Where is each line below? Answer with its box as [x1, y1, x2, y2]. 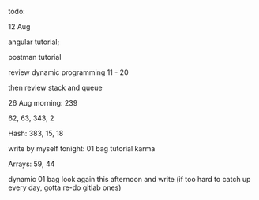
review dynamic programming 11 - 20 [8, 68, 129, 77]
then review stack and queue [8, 83, 103, 92]
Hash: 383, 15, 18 [8, 129, 64, 138]
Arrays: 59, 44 [8, 159, 55, 169]
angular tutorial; [8, 37, 60, 46]
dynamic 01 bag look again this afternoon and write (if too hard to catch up [8, 175, 251, 183]
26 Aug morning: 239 [8, 98, 78, 107]
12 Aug [8, 22, 31, 31]
